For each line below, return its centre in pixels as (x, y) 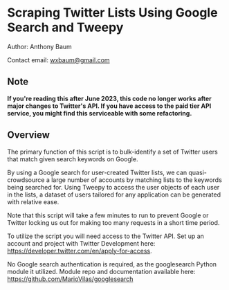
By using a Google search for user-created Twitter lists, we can (97, 172)
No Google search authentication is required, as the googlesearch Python (112, 264)
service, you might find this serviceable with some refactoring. (100, 113)
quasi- (198, 172)
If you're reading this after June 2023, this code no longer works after (110, 98)
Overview (29, 135)
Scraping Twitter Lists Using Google (112, 13)
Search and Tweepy (65, 27)
